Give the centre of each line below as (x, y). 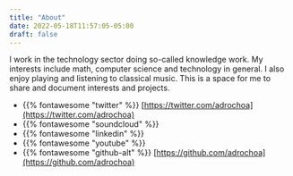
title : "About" (38, 17)
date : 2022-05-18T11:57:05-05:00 (72, 26)
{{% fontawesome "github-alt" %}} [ (89, 153)
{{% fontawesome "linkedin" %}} (83, 134)
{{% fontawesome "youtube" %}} (84, 143)
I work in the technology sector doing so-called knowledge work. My (136, 60)
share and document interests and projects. (90, 88)
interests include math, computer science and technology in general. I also (147, 69)
